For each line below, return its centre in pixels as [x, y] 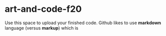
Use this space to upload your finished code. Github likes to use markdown [83, 23]
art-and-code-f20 [43, 9]
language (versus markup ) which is [41, 28]
